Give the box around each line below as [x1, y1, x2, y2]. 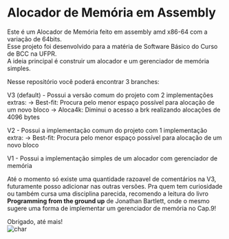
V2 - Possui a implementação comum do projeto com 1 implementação [7, 126, 208, 134]
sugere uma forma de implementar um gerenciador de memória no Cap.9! [7, 204, 217, 212]
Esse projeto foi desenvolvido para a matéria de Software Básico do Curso [7, 42, 218, 50]
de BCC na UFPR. [7, 50, 57, 58]
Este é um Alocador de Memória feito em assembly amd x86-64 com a [7, 28, 208, 36]
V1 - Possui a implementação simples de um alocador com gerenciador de [7, 154, 218, 163]
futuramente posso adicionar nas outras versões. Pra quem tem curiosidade [7, 182, 223, 190]
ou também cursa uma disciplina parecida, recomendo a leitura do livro [7, 189, 208, 198]
